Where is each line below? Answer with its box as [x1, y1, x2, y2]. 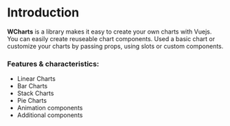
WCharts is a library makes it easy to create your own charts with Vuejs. [7, 27, 212, 36]
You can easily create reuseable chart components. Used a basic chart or [7, 34, 215, 42]
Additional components [16, 111, 83, 119]
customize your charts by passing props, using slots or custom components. [7, 42, 224, 50]
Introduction [7, 5, 80, 21]
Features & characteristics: [7, 59, 100, 68]
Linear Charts [16, 75, 56, 83]
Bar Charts [16, 82, 48, 90]
